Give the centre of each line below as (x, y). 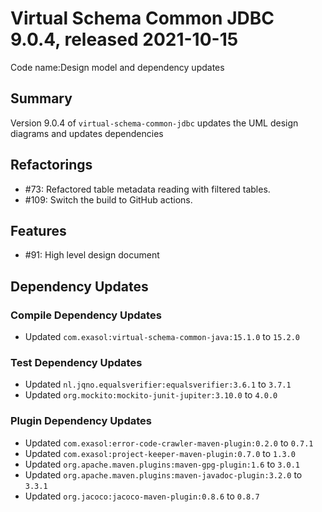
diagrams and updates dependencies (87, 133)
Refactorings (51, 165)
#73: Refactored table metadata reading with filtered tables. (147, 189)
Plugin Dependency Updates (81, 421)
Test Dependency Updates (76, 362)
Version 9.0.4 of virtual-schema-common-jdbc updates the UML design (154, 123)
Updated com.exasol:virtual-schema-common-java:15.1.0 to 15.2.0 (162, 337)
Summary (41, 98)
